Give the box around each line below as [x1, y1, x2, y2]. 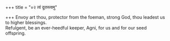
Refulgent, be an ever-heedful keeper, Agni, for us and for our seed [5, 25, 147, 30]
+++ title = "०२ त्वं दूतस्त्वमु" [5, 4, 58, 10]
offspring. [5, 30, 26, 36]
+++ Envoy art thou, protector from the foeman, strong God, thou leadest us [5, 14, 165, 20]
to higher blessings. [5, 19, 47, 25]
